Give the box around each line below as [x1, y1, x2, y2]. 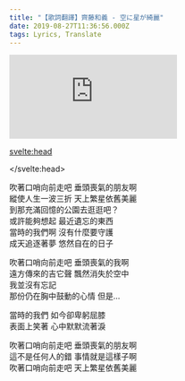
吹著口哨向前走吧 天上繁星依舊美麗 [9, 362, 137, 373]
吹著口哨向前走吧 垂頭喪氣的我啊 [9, 257, 130, 268]
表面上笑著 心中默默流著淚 [9, 321, 105, 332]
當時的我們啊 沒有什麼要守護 [9, 227, 114, 238]
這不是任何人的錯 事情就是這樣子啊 [9, 351, 137, 362]
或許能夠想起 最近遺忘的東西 [9, 216, 114, 227]
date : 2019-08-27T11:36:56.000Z [9, 22, 130, 30]
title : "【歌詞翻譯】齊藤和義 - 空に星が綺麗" [9, 13, 164, 22]
